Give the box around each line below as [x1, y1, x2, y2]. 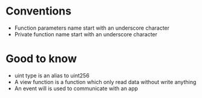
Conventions [5, 4, 72, 18]
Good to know [5, 52, 77, 66]
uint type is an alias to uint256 [14, 71, 90, 79]
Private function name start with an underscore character [14, 30, 158, 38]
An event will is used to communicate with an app [14, 85, 138, 92]
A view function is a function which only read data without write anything [14, 78, 197, 85]
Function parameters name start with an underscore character [14, 24, 170, 31]
